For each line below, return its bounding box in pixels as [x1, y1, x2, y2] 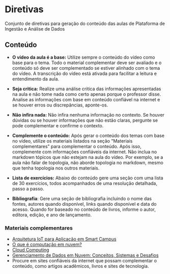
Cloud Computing [12, 247, 49, 253]
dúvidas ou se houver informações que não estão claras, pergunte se [12, 117, 158, 123]
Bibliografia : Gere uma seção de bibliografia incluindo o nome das [12, 195, 152, 202]
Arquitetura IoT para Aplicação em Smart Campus [12, 236, 117, 242]
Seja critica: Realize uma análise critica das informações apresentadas [12, 86, 161, 92]
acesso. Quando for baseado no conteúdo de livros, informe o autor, [12, 206, 156, 212]
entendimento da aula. [12, 75, 60, 82]
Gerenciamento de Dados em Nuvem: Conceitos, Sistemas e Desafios [12, 252, 159, 258]
